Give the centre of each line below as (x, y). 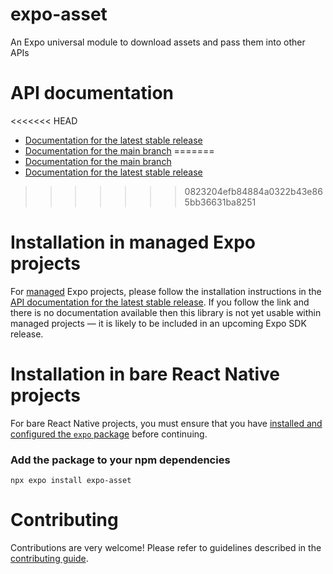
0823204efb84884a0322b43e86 (253, 191)
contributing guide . (49, 558)
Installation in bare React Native (145, 374)
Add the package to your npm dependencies (120, 460)
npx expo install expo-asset (71, 481)
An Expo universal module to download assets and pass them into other (158, 42)
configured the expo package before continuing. (109, 434)
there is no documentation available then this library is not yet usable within (166, 312)
